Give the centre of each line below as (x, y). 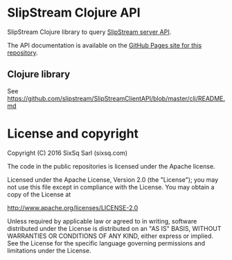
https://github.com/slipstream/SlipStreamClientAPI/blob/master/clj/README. (116, 98)
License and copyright (73, 133)
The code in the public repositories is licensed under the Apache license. (111, 166)
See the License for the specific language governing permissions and (106, 243)
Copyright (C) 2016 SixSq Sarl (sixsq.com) (68, 153)
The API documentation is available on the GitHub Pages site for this (105, 45)
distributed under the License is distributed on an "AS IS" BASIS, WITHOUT (114, 228)
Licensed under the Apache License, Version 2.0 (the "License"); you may (113, 179)
